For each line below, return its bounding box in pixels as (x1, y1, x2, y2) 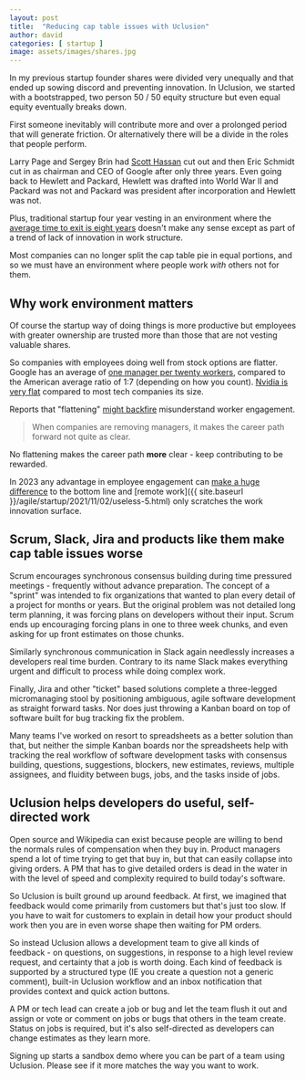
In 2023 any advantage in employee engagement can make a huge (9, 476, 260, 487)
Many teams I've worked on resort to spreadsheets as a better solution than (9, 729, 294, 740)
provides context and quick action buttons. (9, 985, 170, 996)
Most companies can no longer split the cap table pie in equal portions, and (9, 250, 293, 261)
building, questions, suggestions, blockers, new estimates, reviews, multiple (9, 759, 295, 770)
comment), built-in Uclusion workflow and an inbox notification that (9, 976, 262, 987)
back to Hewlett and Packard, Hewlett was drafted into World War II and (9, 175, 280, 187)
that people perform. (9, 139, 87, 150)
